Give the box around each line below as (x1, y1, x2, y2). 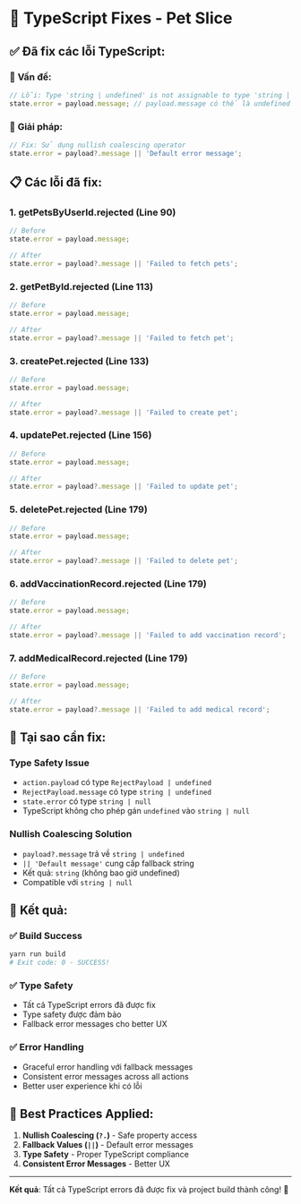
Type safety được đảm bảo (21, 1009, 122, 1020)
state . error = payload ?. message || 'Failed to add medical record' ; (9, 704, 271, 714)
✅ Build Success (9, 929, 82, 942)
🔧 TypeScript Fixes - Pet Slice (9, 8, 233, 29)
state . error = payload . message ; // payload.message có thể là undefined (9, 98, 291, 108)
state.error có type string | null (21, 796, 152, 807)
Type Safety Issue (9, 756, 90, 769)
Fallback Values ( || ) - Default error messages (21, 1140, 194, 1150)
